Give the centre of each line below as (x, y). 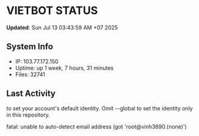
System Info (30, 47)
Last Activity (31, 94)
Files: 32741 (30, 74)
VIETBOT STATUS (52, 11)
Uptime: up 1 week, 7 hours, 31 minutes (64, 68)
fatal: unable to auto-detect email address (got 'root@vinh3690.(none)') (97, 126)
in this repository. (28, 115)
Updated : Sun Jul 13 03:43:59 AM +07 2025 (62, 27)
